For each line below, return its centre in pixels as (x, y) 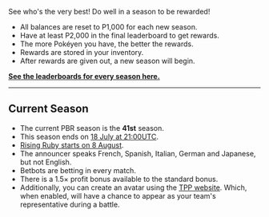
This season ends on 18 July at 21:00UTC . (89, 136)
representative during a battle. (70, 204)
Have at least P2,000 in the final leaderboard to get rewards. (120, 36)
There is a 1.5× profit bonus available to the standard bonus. (119, 179)
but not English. (46, 162)
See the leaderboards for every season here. (84, 76)
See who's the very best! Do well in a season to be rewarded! (109, 12)
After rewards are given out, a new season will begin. (107, 61)
